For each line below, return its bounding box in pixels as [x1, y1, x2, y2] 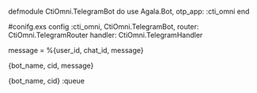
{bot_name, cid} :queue [8, 76, 85, 85]
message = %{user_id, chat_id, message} [8, 46, 144, 54]
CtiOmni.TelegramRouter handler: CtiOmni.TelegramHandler [8, 31, 203, 39]
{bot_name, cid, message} [8, 61, 94, 70]
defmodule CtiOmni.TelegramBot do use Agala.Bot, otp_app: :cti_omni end [8, 7, 250, 16]
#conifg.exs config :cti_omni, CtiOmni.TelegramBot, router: [8, 22, 199, 31]
